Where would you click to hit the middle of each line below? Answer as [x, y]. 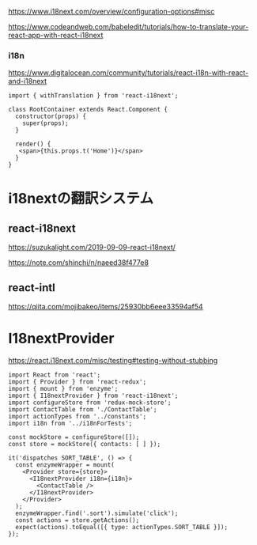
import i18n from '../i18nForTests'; [70, 424]
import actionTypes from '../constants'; [77, 417]
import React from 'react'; [55, 375]
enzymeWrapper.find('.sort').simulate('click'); [97, 513]
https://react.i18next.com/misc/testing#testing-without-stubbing [113, 361]
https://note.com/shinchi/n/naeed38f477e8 [78, 263]
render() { [33, 144]
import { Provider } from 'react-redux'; [77, 382]
